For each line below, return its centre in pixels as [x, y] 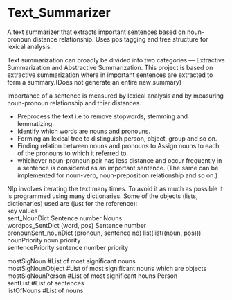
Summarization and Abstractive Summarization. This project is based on [110, 67]
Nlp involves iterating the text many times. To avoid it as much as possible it [115, 188]
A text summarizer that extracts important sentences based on [96, 32]
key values [23, 211]
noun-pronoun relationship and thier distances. [74, 103]
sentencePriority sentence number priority [68, 247]
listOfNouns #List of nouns [45, 290]
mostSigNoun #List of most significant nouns [72, 261]
